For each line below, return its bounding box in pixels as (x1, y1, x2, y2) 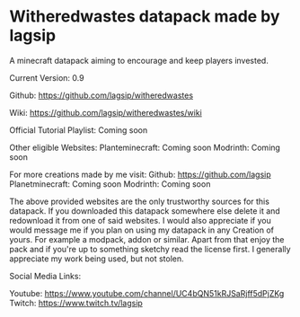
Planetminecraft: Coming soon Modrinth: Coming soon (9, 178, 211, 189)
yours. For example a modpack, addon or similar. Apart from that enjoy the (9, 233, 285, 244)
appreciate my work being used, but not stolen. (9, 253, 184, 264)
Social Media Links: (9, 270, 82, 281)
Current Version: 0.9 (9, 72, 84, 83)
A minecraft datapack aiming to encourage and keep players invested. (9, 55, 269, 66)
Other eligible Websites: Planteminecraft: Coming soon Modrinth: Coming (9, 142, 281, 153)
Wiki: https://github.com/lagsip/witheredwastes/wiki (9, 107, 202, 118)
